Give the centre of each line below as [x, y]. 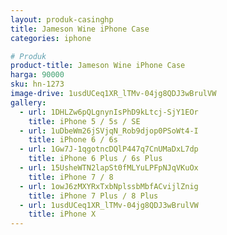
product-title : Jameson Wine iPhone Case [98, 66]
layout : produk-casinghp [62, 19]
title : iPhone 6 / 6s [73, 140]
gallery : [28, 102]
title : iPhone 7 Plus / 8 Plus [93, 196]
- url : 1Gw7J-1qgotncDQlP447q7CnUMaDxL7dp [109, 149]
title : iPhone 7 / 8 [71, 177]
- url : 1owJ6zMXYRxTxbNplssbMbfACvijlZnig [109, 186]
